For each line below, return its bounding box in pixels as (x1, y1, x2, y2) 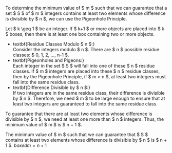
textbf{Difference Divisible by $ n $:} (12, 84, 91, 91)
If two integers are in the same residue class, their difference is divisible (12, 90, 165, 96)
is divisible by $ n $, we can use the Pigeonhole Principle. (5, 16, 127, 21)
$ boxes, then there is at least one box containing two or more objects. (5, 31, 155, 37)
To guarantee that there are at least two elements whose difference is (5, 111, 152, 117)
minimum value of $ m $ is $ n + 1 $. (5, 122, 82, 127)
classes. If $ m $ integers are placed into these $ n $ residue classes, (12, 68, 160, 74)
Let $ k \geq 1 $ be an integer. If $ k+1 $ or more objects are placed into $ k (5, 26, 164, 32)
